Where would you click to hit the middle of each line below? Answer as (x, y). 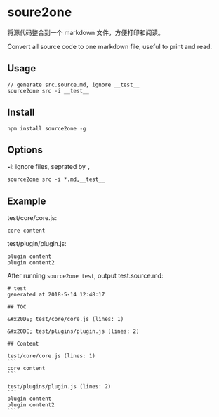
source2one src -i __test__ (48, 91)
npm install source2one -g (47, 128)
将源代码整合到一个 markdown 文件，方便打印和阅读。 (86, 32)
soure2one (40, 12)
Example (27, 201)
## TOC (17, 307)
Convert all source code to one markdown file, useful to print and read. (110, 46)
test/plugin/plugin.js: (37, 244)
